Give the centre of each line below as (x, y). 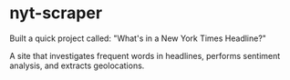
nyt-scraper (56, 13)
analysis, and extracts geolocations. (77, 65)
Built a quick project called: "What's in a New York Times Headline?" (138, 38)
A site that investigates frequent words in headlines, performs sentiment (145, 55)
